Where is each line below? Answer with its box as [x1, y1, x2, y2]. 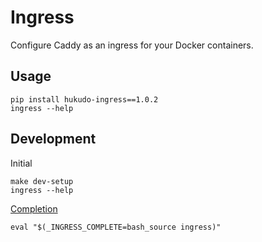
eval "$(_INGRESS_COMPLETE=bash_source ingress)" [10, 222, 222, 232]
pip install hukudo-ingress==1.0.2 [10, 94, 159, 105]
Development [10, 131, 97, 148]
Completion [10, 202, 58, 215]
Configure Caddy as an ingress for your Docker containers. [10, 39, 254, 51]
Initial [10, 157, 33, 169]
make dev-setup [10, 176, 74, 186]
